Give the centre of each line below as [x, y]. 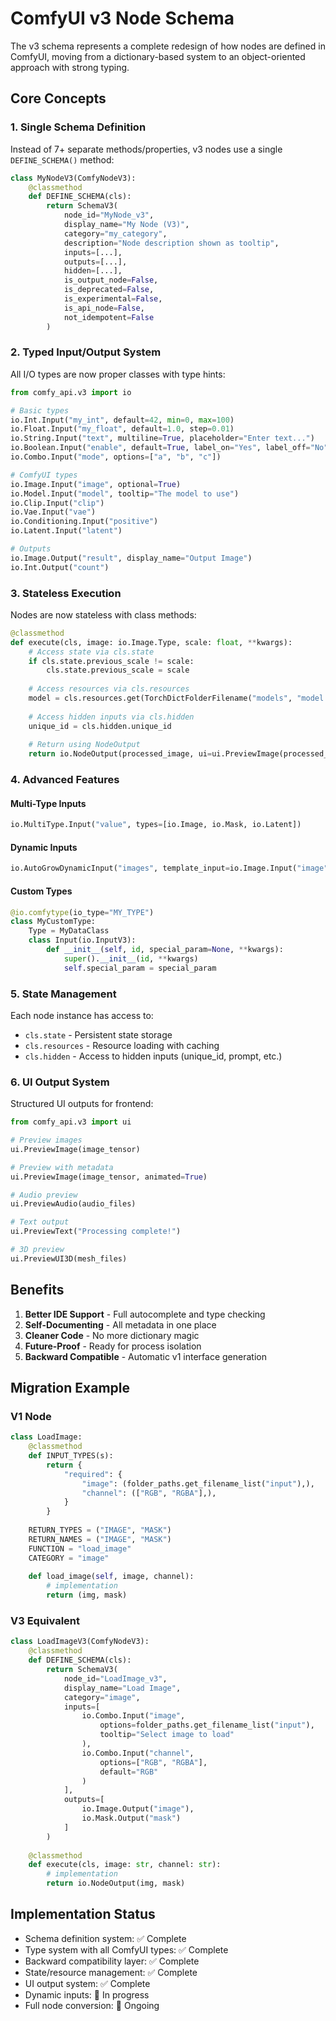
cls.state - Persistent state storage [98, 1034]
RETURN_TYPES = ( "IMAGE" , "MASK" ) [100, 1530]
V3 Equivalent [45, 1621]
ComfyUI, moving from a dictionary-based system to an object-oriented [158, 56]
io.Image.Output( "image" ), [138, 1809]
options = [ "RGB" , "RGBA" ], [153, 1762]
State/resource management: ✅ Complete [111, 1972]
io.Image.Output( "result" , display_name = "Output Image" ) [131, 558]
